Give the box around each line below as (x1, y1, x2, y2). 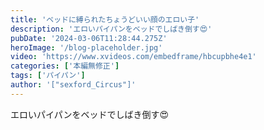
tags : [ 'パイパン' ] (10, 71, 86, 81)
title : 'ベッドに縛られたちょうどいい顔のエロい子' (10, 14, 200, 25)
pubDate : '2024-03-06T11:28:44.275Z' (10, 33, 168, 43)
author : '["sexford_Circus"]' (10, 80, 137, 90)
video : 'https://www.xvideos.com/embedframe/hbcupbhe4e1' (10, 52, 257, 62)
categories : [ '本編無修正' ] (10, 61, 120, 71)
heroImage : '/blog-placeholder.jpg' (10, 42, 163, 53)
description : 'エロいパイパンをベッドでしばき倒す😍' (10, 24, 213, 34)
